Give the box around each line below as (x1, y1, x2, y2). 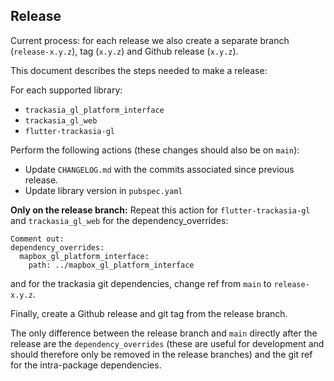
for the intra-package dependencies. (10, 359, 162, 371)
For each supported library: (10, 84, 123, 96)
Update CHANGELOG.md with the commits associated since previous (24, 163, 295, 175)
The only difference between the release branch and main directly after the (10, 327, 318, 339)
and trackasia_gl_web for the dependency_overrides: (10, 214, 229, 226)
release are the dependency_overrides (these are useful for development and (10, 337, 325, 349)
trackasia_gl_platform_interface (24, 105, 165, 115)
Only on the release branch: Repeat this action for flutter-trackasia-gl (10, 204, 311, 216)
